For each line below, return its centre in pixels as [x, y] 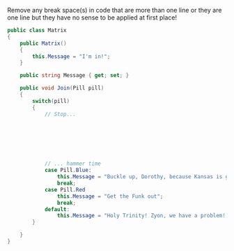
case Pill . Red [65, 189]
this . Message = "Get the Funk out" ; [110, 196]
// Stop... [60, 114]
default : [57, 209]
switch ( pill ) [51, 101]
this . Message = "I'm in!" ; [71, 56]
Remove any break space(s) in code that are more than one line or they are [115, 10]
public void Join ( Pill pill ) [62, 88]
